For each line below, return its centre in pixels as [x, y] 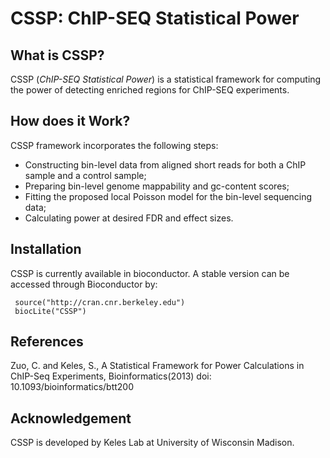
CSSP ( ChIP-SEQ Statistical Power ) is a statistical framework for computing [166, 79]
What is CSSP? [57, 55]
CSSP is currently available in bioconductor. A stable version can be [150, 273]
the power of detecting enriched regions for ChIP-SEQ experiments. [150, 90]
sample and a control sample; [85, 175]
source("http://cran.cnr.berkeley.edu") [100, 302]
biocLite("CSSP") [50, 311]
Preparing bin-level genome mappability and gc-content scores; [157, 186]
